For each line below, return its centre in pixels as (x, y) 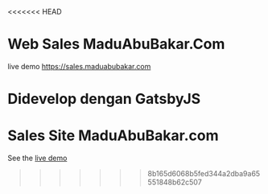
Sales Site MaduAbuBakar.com (113, 136)
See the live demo (37, 158)
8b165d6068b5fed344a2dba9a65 (204, 174)
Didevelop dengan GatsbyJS (104, 99)
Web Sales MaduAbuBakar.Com (116, 44)
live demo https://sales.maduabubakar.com (79, 66)
